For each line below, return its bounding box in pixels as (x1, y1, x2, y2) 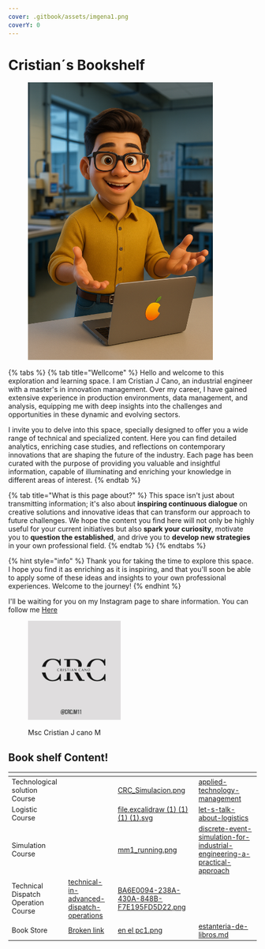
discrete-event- (198, 824, 252, 834)
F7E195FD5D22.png (118, 902, 187, 911)
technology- (198, 785, 240, 794)
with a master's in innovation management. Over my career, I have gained (8, 385, 247, 394)
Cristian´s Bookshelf (8, 56, 146, 74)
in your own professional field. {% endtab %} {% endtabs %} (8, 541, 207, 551)
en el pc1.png (118, 925, 163, 935)
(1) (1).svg (118, 813, 154, 823)
